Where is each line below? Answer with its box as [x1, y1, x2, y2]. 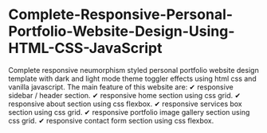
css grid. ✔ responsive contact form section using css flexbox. [8, 116, 214, 125]
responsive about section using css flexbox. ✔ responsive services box [8, 99, 242, 108]
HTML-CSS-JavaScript [8, 40, 163, 57]
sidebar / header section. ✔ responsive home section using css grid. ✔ [8, 90, 241, 100]
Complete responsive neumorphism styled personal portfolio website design [8, 65, 259, 74]
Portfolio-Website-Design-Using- [8, 22, 235, 40]
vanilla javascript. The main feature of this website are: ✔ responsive [8, 82, 234, 92]
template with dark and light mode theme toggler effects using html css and [8, 74, 257, 83]
